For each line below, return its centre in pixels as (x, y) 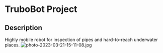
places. (12, 45)
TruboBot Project (41, 9)
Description (23, 28)
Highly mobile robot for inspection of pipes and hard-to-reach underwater (81, 39)
